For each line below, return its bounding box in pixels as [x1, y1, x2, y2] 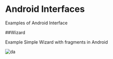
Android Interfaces [5, 3, 85, 15]
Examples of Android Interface [5, 20, 68, 26]
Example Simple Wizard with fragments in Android [5, 39, 108, 45]
